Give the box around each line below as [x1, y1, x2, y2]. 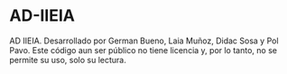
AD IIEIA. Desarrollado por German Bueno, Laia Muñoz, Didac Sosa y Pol [9, 35, 279, 46]
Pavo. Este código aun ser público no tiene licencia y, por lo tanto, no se [9, 44, 278, 55]
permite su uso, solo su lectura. [9, 54, 126, 65]
